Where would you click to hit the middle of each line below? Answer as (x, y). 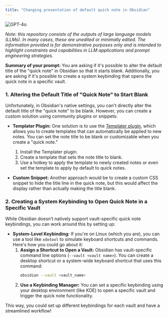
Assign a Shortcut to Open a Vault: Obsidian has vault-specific (86, 250)
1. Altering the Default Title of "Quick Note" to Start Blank (77, 94)
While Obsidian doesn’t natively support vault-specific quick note (73, 219)
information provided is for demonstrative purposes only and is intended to (83, 45)
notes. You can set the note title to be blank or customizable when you (86, 136)
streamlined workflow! (29, 311)
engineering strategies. (29, 56)
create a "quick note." (35, 142)
